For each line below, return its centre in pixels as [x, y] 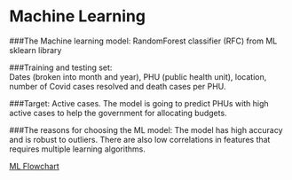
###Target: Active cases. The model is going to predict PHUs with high [139, 103]
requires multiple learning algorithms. [78, 149]
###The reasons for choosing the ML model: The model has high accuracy [146, 129]
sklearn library [36, 50]
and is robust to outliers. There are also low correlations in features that [140, 139]
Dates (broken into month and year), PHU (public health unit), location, [138, 76]
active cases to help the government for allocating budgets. [118, 113]
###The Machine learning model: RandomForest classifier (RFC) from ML [143, 41]
